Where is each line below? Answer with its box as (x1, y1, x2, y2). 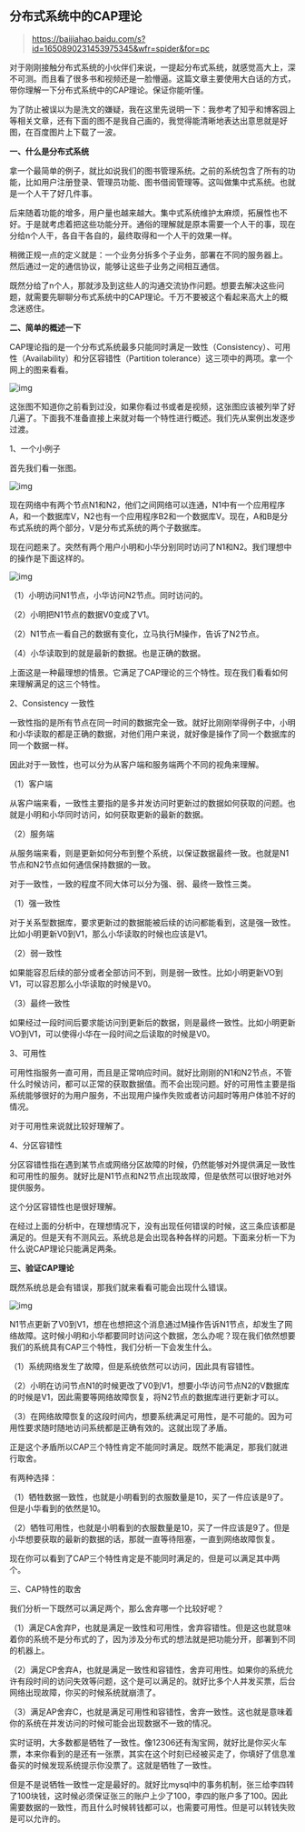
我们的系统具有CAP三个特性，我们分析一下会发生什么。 (9, 1341, 217, 1352)
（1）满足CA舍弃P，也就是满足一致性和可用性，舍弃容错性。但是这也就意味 (9, 1622, 292, 1633)
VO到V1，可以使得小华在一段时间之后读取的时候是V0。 (9, 1028, 215, 1039)
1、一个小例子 (9, 443, 61, 454)
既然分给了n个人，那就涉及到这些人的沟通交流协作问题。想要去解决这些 (9, 280, 277, 291)
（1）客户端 (9, 778, 53, 789)
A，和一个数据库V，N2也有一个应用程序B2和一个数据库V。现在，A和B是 (9, 510, 280, 521)
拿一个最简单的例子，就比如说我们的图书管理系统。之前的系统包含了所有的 (9, 165, 288, 175)
